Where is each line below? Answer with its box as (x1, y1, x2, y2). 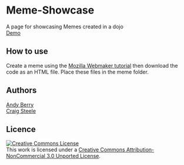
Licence (6, 124, 36, 134)
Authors (6, 85, 37, 95)
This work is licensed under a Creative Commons (6, 146, 125, 153)
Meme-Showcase (6, 4, 95, 17)
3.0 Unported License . (46, 153, 101, 160)
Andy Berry (6, 101, 34, 108)
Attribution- (126, 146, 155, 153)
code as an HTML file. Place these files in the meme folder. (6, 68, 149, 75)
